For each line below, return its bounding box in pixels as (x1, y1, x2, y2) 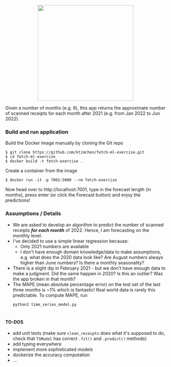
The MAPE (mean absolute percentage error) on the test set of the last (12, 281, 161, 287)
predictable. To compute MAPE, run (12, 292, 88, 298)
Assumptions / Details (5, 210, 61, 217)
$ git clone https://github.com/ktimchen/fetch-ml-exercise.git (5, 150, 145, 155)
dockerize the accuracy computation (12, 352, 90, 358)
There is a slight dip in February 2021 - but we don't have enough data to (12, 265, 166, 271)
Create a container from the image (5, 168, 78, 174)
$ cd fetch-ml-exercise (5, 154, 56, 160)
